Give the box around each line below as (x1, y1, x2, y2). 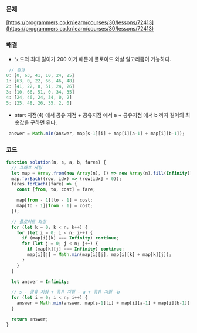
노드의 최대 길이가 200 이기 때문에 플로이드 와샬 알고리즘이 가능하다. (14, 55, 172, 62)
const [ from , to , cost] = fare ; (16, 187, 96, 192)
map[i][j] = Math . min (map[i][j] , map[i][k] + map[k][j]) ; (27, 252, 172, 258)
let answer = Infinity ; (11, 278, 69, 285)
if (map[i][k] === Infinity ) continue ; (21, 235, 119, 241)
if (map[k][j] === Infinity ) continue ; (27, 246, 125, 252)
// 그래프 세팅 (11, 165, 42, 171)
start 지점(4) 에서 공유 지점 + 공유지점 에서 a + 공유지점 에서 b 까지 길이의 (14, 111, 185, 118)
